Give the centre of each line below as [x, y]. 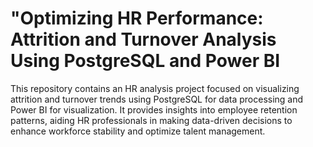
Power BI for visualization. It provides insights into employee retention [154, 109]
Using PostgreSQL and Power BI [145, 61]
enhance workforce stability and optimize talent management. [138, 131]
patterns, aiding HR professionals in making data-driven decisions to [151, 120]
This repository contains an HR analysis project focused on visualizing [155, 88]
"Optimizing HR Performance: [137, 18]
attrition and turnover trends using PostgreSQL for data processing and [157, 99]
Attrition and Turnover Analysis [143, 39]
